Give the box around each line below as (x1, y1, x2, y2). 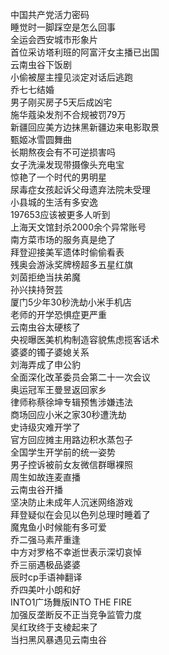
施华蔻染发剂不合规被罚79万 (10, 109, 127, 120)
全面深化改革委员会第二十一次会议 (10, 371, 151, 383)
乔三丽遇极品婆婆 (10, 559, 81, 570)
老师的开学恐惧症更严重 (10, 309, 107, 320)
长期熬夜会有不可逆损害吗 (10, 146, 116, 158)
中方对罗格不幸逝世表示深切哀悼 (10, 546, 142, 558)
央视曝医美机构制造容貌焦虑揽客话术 (10, 334, 160, 345)
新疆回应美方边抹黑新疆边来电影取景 (10, 121, 160, 133)
